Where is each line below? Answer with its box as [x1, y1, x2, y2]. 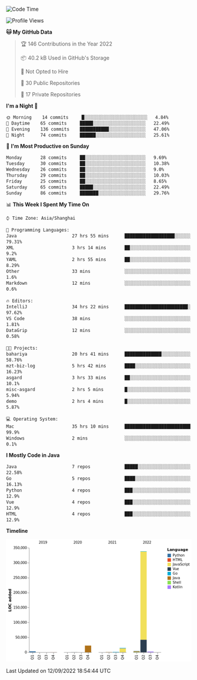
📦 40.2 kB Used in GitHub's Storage [20, 54, 110, 61]
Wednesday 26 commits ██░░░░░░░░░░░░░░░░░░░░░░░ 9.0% [6, 167, 165, 173]
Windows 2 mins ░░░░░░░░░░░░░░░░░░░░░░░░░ [6, 435, 191, 441]
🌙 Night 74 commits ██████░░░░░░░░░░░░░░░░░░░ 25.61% [6, 132, 169, 138]
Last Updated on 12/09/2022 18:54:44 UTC [6, 668, 111, 675]
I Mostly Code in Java [6, 452, 60, 458]
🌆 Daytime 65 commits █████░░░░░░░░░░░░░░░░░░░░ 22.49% [6, 121, 169, 126]
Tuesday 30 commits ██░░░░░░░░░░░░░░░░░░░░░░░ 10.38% [6, 161, 169, 167]
